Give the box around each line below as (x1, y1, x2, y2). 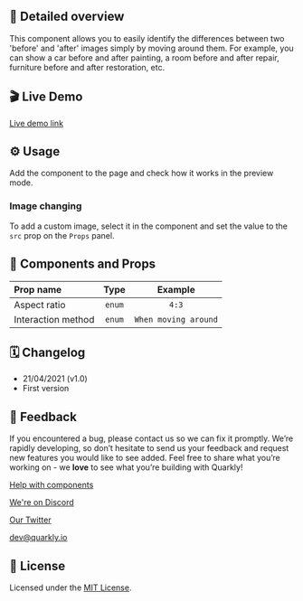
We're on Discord (9, 497, 74, 508)
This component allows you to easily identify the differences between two (9, 33, 285, 43)
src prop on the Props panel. (9, 230, 115, 240)
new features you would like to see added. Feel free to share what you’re (9, 453, 280, 464)
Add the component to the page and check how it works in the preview (9, 168, 274, 179)
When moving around (134, 314, 219, 324)
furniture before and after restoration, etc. (9, 61, 166, 72)
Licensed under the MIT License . (9, 582, 132, 593)
